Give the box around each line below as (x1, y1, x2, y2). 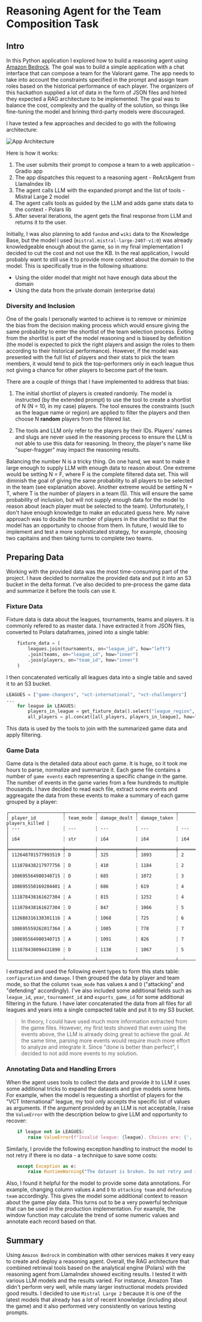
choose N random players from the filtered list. (14, 415, 132, 422)
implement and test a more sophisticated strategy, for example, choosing (6, 528, 188, 536)
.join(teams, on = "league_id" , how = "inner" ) (28, 652, 138, 658)
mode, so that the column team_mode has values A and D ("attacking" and (6, 981, 185, 988)
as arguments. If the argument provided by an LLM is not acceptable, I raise (6, 1104, 194, 1111)
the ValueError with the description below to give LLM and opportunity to (6, 1110, 188, 1117)
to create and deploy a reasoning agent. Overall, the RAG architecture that (6, 1258, 189, 1265)
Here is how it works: (6, 149, 59, 156)
